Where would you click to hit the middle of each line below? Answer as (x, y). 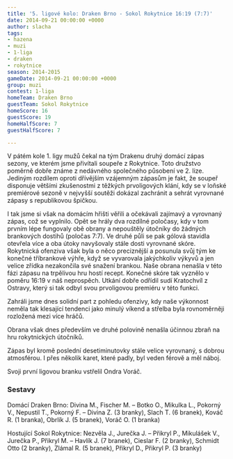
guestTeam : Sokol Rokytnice (48, 104)
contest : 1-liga (31, 91)
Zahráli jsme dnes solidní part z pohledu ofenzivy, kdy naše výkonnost (108, 302)
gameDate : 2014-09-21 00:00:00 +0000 (62, 78)
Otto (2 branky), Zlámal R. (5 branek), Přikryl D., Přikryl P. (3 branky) (105, 448)
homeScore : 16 (28, 111)
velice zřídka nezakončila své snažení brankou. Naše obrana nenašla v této (115, 266)
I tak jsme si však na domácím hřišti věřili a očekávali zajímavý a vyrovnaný (115, 214)
